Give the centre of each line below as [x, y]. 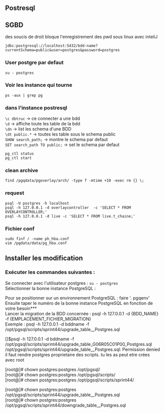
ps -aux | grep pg [24, 95]
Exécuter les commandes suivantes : [50, 272]
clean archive [22, 171]
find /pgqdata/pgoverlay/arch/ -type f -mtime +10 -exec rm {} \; [75, 181]
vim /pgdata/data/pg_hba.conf [36, 243]
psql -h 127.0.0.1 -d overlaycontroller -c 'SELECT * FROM [68, 207]
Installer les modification [44, 258]
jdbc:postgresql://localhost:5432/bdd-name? [51, 46]
